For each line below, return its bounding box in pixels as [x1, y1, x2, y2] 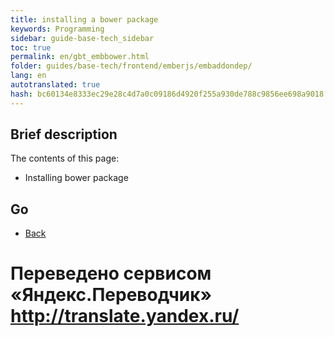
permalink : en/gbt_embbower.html [10, 52, 150, 62]
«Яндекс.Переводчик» [10, 284, 213, 306]
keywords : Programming [10, 24, 105, 34]
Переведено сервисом [10, 262, 212, 285]
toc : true [10, 42, 52, 53]
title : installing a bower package [10, 14, 159, 25]
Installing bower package [24, 172, 129, 184]
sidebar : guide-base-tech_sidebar [10, 33, 155, 43]
